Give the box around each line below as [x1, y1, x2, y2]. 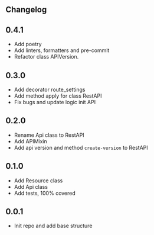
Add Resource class [14, 177, 63, 184]
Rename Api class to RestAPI [14, 131, 84, 139]
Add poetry [14, 41, 42, 48]
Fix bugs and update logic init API [14, 99, 96, 106]
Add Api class [14, 183, 48, 190]
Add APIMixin [14, 137, 48, 144]
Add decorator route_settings [14, 86, 86, 94]
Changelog [5, 5, 47, 15]
